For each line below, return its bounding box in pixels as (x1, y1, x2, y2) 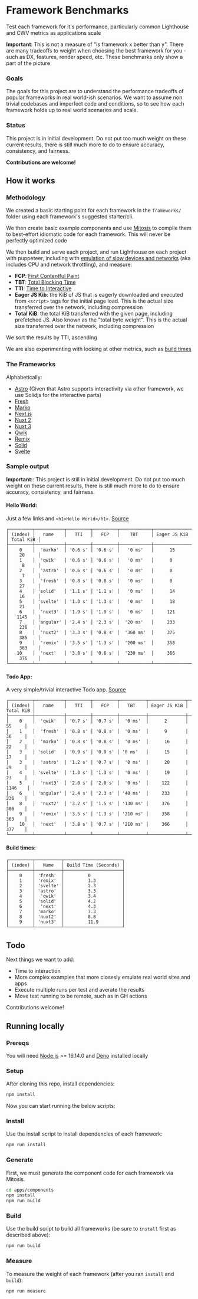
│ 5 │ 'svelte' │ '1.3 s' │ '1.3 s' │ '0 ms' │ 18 (6, 599, 176, 605)
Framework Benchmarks (6, 4, 129, 17)
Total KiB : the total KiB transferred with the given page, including (14, 310, 173, 317)
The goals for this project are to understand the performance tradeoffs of (6, 88, 184, 95)
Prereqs (6, 1039, 29, 1047)
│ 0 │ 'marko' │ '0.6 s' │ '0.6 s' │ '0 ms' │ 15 (6, 547, 176, 553)
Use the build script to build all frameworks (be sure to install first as (6, 1225, 176, 1232)
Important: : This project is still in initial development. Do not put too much (6, 475, 186, 483)
